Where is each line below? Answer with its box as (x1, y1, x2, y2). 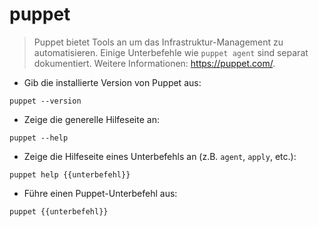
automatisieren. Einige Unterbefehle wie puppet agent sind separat (33, 46, 309, 58)
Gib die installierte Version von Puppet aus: (23, 76, 202, 88)
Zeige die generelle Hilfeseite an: (23, 113, 160, 125)
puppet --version (9, 96, 82, 106)
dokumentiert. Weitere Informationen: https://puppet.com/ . (33, 57, 276, 69)
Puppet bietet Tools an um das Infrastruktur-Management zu (33, 36, 284, 48)
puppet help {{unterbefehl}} (9, 169, 131, 180)
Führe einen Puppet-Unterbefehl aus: (23, 187, 178, 199)
